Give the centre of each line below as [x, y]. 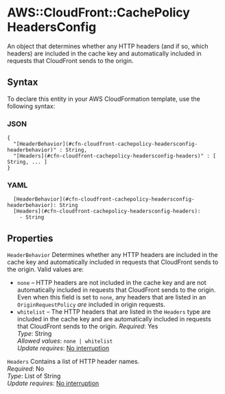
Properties [30, 238]
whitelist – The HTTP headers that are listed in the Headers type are [114, 312]
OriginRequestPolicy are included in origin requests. [91, 305]
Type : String [34, 334]
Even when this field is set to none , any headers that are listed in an [111, 297]
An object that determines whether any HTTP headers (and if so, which [108, 46]
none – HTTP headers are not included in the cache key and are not [112, 283]
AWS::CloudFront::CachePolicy [99, 13]
